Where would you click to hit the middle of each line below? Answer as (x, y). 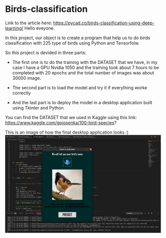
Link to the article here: (29, 23)
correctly (21, 93)
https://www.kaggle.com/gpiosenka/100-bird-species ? (61, 122)
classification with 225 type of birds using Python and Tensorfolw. (72, 43)
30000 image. (27, 78)
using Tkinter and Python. (39, 108)
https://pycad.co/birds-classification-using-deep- (104, 23)
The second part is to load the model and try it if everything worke (80, 87)
